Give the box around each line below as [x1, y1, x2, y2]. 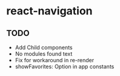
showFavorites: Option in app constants [15, 63, 115, 70]
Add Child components [15, 44, 73, 51]
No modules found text [15, 50, 73, 57]
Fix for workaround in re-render [15, 57, 95, 63]
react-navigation [6, 4, 93, 18]
